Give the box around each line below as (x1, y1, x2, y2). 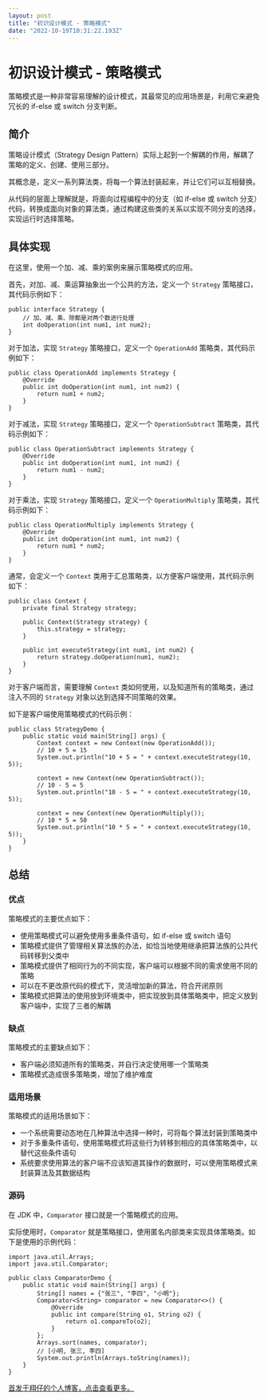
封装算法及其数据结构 (19, 1168, 90, 1177)
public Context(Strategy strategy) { (22, 618, 148, 626)
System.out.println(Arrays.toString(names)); (37, 1354, 191, 1362)
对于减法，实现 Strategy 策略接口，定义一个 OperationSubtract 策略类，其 (8, 419, 253, 428)
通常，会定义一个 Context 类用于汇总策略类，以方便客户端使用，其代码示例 (8, 571, 254, 580)
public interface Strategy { (8, 305, 105, 313)
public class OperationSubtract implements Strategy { (8, 445, 195, 453)
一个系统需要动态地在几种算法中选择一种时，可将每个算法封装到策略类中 (19, 1128, 258, 1137)
